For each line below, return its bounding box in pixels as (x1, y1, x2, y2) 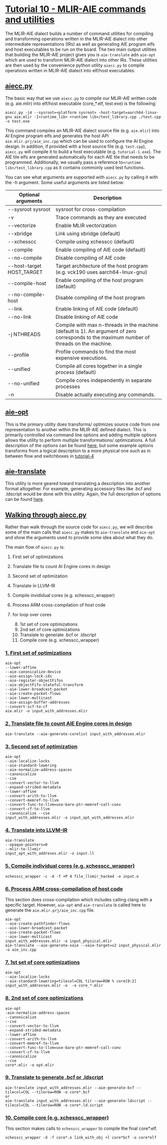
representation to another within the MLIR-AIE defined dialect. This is (5, 426, 147, 432)
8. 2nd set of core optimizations (5, 995, 83, 1002)
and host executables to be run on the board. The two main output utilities (5, 46, 157, 52)
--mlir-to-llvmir (5, 847, 41, 852)
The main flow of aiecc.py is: (5, 544, 65, 550)
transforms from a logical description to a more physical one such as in (5, 448, 151, 454)
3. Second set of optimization (5, 743, 78, 750)
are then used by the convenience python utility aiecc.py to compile (5, 62, 145, 68)
